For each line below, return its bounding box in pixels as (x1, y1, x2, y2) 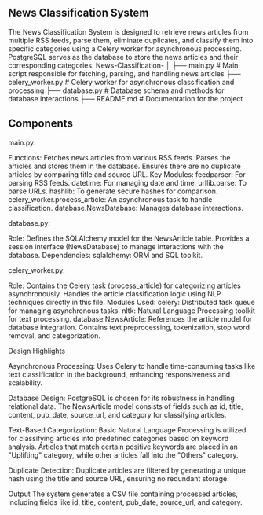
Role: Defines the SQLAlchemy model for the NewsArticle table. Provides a (8, 234, 250, 243)
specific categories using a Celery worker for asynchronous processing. (8, 43, 242, 53)
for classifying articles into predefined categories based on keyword (8, 433, 229, 443)
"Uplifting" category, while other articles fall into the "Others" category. (8, 450, 239, 459)
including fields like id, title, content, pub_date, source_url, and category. (8, 497, 243, 506)
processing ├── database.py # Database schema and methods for (8, 86, 225, 95)
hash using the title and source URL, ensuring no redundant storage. (8, 473, 229, 483)
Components (8, 117, 73, 131)
